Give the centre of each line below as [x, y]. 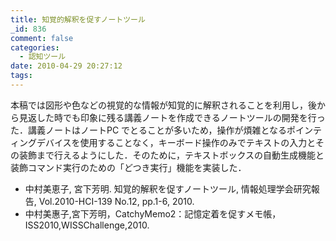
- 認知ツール [43, 57]
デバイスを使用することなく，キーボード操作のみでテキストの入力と [176, 142]
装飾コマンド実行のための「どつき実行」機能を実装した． [128, 167]
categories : [35, 47]
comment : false [42, 38]
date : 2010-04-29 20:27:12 [66, 66]
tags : [21, 76]
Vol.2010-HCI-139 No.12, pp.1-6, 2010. [116, 201]
